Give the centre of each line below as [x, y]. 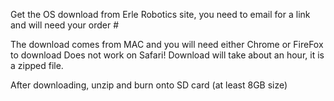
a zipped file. [37, 65]
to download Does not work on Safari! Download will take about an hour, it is [167, 55]
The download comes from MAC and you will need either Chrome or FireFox [167, 44]
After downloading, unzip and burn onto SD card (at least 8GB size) [149, 85]
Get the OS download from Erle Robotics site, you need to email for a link [160, 14]
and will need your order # [65, 25]
